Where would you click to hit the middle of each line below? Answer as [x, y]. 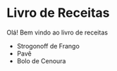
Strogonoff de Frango [48, 46]
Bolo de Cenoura [41, 60]
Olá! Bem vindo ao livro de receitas [57, 32]
